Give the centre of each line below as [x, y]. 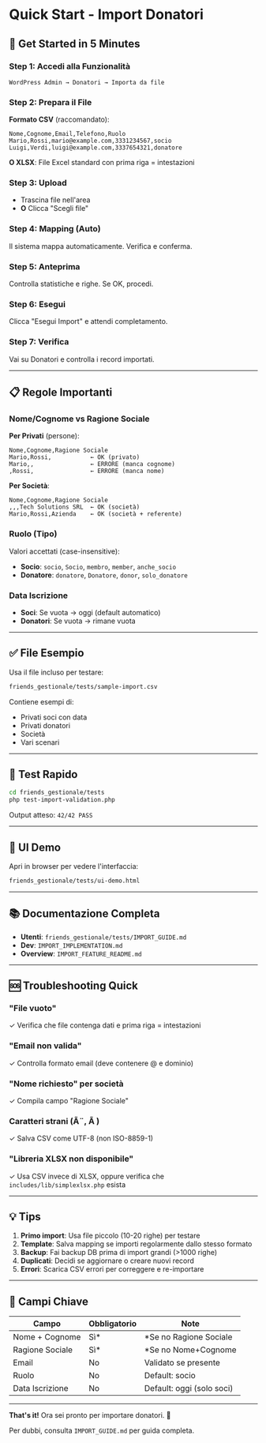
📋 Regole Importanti [61, 393]
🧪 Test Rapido [43, 774]
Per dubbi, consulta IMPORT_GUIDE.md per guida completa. [102, 1430]
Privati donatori [45, 725]
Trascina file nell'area [55, 200]
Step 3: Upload [38, 183]
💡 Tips [25, 1217]
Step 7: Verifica [39, 342]
